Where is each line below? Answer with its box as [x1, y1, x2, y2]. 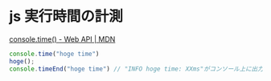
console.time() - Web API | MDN [9, 34, 116, 44]
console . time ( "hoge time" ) [9, 50, 100, 58]
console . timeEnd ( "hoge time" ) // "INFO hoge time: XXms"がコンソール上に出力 [9, 65, 264, 73]
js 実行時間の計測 [9, 7, 123, 26]
